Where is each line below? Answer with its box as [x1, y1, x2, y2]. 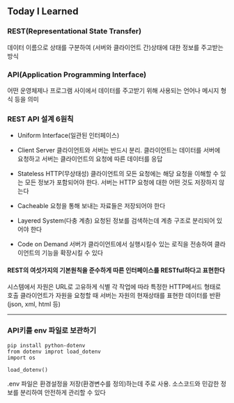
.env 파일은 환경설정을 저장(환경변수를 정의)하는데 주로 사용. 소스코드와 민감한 [7, 379, 219, 388]
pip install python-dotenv [7, 342, 86, 349]
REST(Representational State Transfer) [7, 26, 141, 36]
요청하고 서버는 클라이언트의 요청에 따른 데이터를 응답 [17, 155, 163, 163]
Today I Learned [7, 6, 79, 17]
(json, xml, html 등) [7, 300, 61, 308]
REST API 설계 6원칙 [7, 114, 75, 124]
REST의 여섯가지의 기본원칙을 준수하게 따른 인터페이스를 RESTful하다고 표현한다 [7, 266, 225, 274]
